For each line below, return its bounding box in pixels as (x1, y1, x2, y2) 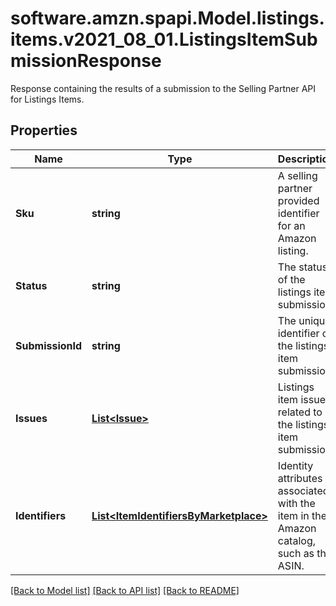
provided (277, 193, 320, 207)
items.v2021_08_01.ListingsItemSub (10, 28, 318, 51)
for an (277, 218, 306, 232)
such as (277, 546, 315, 560)
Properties (10, 122, 78, 139)
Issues (15, 411, 48, 425)
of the (277, 272, 306, 286)
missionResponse (10, 50, 162, 72)
